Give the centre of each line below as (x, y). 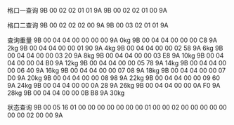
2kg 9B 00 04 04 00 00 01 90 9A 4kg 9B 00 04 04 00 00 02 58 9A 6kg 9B (115, 48)
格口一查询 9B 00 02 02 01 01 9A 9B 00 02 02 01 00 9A (87, 10)
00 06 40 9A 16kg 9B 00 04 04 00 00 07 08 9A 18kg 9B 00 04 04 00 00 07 (117, 70)
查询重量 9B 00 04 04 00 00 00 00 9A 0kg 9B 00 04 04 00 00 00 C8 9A (112, 40)
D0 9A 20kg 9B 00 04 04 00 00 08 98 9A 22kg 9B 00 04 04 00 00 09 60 (113, 78)
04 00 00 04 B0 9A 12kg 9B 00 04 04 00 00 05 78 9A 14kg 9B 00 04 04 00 (117, 63)
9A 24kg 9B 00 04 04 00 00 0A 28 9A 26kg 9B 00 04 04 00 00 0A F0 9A (114, 85)
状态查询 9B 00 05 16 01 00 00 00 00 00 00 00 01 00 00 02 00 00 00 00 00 (117, 107)
